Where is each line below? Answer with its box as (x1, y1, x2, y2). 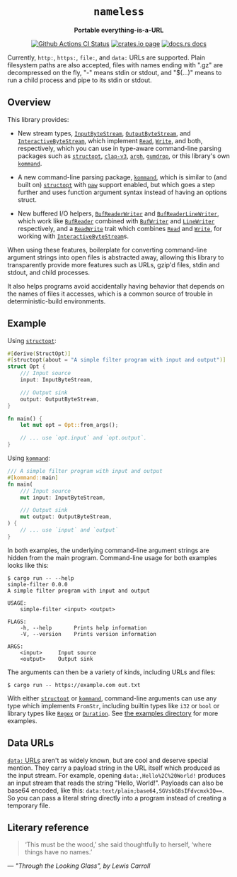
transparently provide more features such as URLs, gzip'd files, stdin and (7, 260, 220, 269)
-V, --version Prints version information (20, 630, 157, 637)
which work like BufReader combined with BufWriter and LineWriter (17, 216, 215, 225)
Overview (7, 96, 52, 108)
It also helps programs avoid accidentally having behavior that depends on (7, 281, 225, 290)
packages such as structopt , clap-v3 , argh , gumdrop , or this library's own (17, 151, 230, 160)
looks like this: (7, 561, 50, 569)
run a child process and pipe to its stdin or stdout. (7, 76, 152, 84)
